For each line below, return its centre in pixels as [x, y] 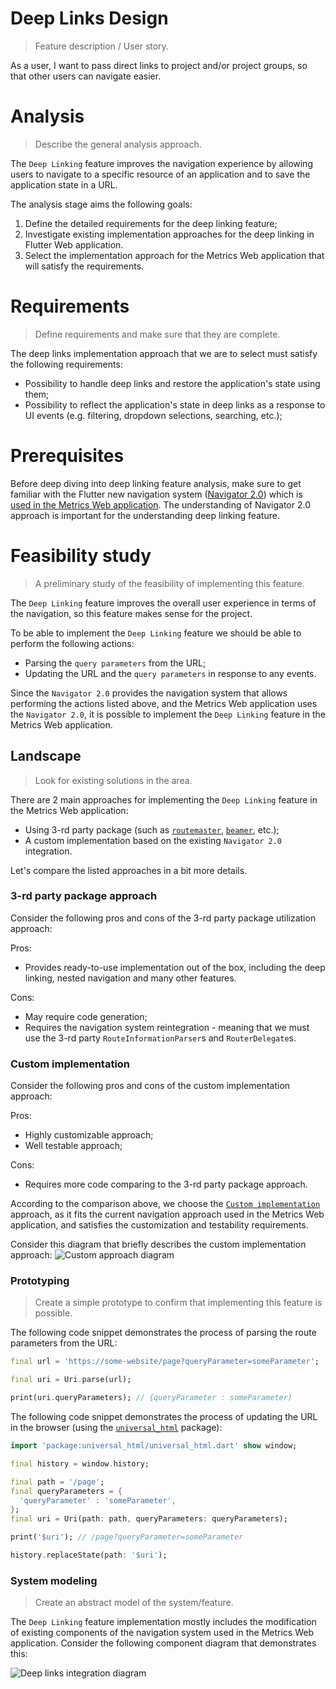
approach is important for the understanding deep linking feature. [145, 515]
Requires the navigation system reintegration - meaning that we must [167, 1027]
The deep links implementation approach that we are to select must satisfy [164, 353]
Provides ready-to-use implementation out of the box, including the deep [175, 967]
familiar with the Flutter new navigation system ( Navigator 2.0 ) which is [156, 494]
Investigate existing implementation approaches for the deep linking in [169, 234]
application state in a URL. [64, 184]
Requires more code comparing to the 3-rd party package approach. [166, 1184]
